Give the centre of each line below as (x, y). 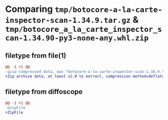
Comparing (29, 9)
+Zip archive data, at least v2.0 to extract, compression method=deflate (85, 76)
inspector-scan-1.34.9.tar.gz (68, 21)
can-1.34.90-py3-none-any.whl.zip (77, 38)
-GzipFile (15, 108)
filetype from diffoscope (44, 92)
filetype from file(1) (36, 56)
